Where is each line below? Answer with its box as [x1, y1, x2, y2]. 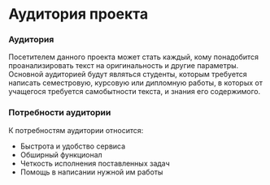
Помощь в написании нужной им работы [20, 167, 163, 177]
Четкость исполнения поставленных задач [20, 158, 171, 168]
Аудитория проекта [8, 5, 149, 24]
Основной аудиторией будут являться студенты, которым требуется [8, 70, 248, 80]
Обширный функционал [20, 149, 103, 159]
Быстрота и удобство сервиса [20, 141, 126, 151]
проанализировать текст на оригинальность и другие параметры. [8, 61, 239, 71]
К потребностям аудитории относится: [8, 125, 144, 135]
